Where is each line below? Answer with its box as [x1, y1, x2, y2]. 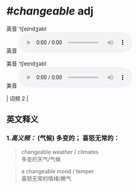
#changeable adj [6, 4, 94, 18]
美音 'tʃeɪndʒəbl [6, 59, 47, 67]
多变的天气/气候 [21, 155, 61, 163]
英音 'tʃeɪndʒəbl [6, 25, 47, 32]
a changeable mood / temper [21, 167, 94, 175]
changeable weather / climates [21, 148, 99, 155]
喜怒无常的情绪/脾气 [21, 175, 72, 182]
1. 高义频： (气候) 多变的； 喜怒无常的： [6, 134, 120, 143]
